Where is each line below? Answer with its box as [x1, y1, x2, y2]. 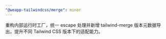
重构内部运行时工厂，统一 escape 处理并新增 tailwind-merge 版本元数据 [5, 22, 157, 28]
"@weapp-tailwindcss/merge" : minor [5, 7, 81, 13]
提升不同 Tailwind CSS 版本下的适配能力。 [14, 28, 103, 34]
